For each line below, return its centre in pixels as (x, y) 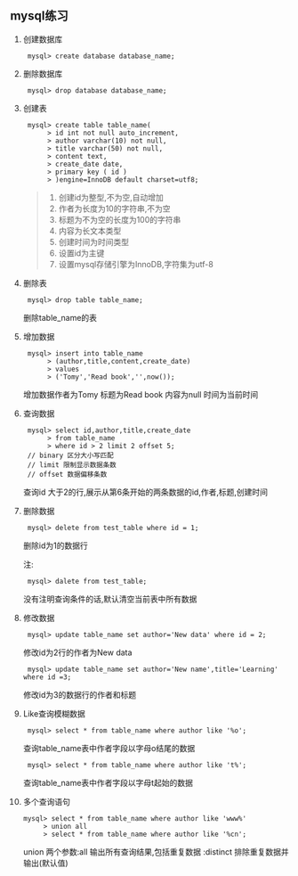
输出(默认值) (46, 863)
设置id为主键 (81, 253)
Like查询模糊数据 (54, 713)
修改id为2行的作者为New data (77, 652)
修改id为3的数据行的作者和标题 (80, 694)
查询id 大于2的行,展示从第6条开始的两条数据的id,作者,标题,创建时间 (145, 492)
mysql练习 (40, 16)
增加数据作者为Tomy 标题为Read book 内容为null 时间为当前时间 (141, 394)
